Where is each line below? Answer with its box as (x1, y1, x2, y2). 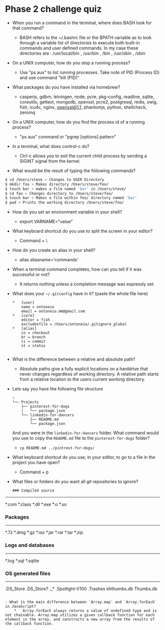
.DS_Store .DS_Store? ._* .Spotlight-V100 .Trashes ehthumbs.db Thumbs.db (5, 586, 158, 592)
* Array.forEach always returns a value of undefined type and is (14, 608, 157, 613)
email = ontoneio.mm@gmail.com (21, 309, 85, 314)
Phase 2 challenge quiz (5, 3, 102, 15)
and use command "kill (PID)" (19, 74, 80, 80)
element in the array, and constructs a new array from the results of (5, 617, 155, 622)
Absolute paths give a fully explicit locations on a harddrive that (19, 366, 148, 372)
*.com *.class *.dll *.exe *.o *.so (5, 501, 67, 507)
